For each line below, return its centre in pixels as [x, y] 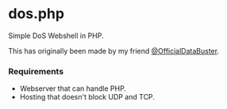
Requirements [36, 71]
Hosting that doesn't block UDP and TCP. [87, 97]
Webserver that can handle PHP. [73, 88]
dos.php [37, 14]
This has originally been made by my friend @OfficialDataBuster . [114, 51]
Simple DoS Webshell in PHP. [56, 36]
